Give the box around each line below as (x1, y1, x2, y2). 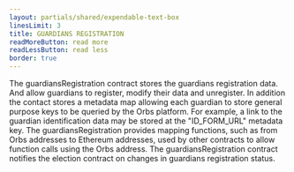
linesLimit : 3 (9, 21, 62, 30)
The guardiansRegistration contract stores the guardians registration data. (9, 79, 278, 88)
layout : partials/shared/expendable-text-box (9, 12, 179, 22)
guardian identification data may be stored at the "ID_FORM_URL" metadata (9, 116, 283, 126)
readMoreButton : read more (9, 37, 109, 47)
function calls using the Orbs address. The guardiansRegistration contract (9, 144, 278, 154)
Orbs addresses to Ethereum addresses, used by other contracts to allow (9, 134, 275, 145)
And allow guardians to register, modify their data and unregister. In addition (9, 87, 285, 98)
